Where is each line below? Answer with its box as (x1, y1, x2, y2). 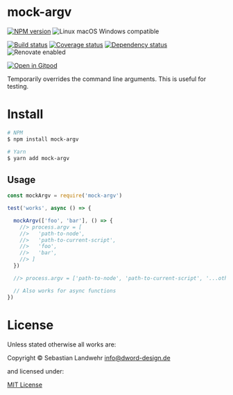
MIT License (7, 380, 43, 389)
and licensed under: (7, 367, 64, 375)
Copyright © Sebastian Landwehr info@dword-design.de (7, 353, 171, 362)
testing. (7, 82, 29, 90)
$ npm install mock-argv (7, 136, 79, 143)
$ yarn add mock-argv (7, 155, 70, 161)
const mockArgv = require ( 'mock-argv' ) (7, 192, 123, 200)
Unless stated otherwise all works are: (7, 340, 116, 349)
